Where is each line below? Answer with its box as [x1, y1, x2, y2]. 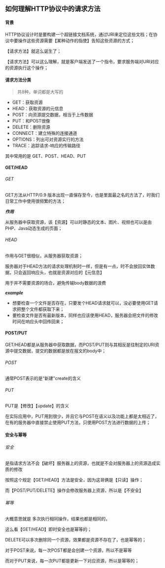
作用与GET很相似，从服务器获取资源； [5, 252, 83, 258]
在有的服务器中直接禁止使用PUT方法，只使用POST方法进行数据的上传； [5, 419, 151, 426]
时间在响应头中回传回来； [12, 318, 65, 325]
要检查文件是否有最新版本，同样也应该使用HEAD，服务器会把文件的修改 [12, 312, 159, 318]
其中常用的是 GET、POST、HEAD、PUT [5, 153, 86, 159]
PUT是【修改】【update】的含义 [5, 403, 69, 409]
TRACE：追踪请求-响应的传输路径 [12, 142, 81, 148]
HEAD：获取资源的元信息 [12, 105, 64, 111]
